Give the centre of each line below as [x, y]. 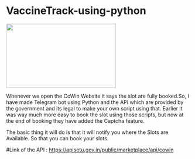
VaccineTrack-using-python [76, 11]
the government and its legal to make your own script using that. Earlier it [94, 108]
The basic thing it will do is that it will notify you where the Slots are [87, 132]
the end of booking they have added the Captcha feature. [75, 120]
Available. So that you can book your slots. [57, 138]
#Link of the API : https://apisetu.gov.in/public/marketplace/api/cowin [90, 150]
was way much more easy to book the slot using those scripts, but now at [95, 115]
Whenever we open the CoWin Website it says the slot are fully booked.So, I [97, 96]
